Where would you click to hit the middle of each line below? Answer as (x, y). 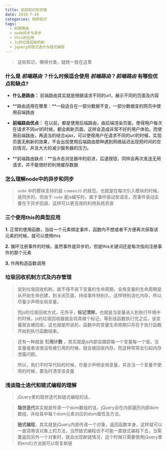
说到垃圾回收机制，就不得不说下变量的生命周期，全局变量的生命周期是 (89, 289)
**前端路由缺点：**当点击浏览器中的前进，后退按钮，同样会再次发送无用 (86, 158)
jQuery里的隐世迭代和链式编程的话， (55, 397)
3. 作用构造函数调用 (25, 263)
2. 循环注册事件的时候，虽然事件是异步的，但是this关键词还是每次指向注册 (82, 246)
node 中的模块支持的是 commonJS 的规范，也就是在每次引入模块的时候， (89, 191)
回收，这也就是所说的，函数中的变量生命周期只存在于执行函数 (98, 324)
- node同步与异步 (26, 33)
